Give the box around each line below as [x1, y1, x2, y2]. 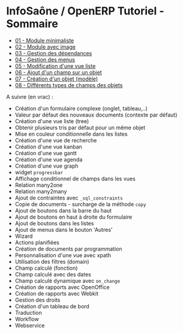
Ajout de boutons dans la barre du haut [14, 207, 112, 214]
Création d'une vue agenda [14, 156, 83, 163]
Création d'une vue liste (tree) [14, 117, 89, 124]
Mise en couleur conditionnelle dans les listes [14, 130, 128, 138]
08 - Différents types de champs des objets [14, 81, 123, 88]
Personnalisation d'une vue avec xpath [14, 251, 111, 259]
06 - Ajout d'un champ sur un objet [14, 68, 102, 76]
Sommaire [6, 17, 58, 31]
